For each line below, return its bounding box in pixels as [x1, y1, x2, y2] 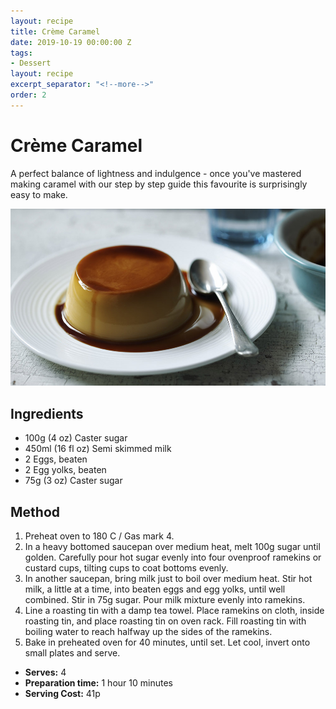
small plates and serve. [24, 647, 121, 659]
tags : [10, 48, 33, 58]
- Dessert [10, 58, 52, 69]
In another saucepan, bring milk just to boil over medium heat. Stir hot [24, 573, 313, 585]
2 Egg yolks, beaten [24, 464, 107, 476]
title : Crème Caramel [10, 26, 101, 37]
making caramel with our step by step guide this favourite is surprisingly [10, 178, 308, 190]
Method [10, 503, 61, 520]
